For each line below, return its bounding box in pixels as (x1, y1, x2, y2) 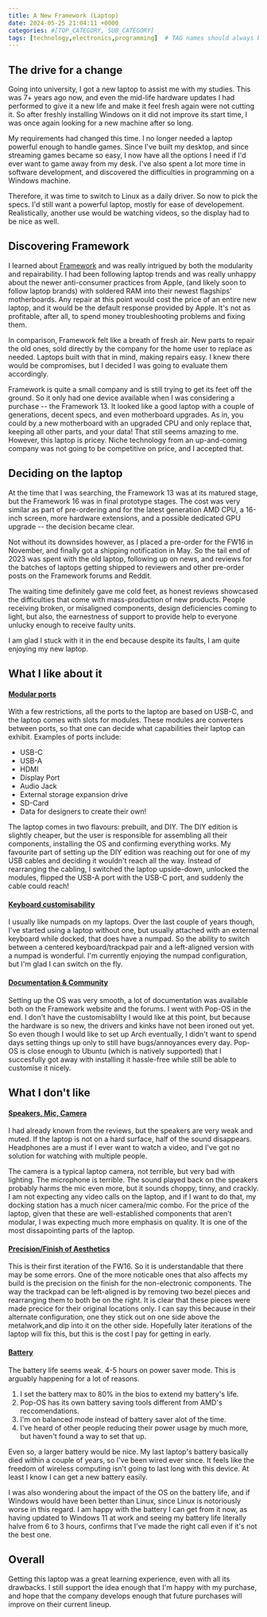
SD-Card (19, 799, 49, 808)
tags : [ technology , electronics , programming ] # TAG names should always (8, 33, 254, 42)
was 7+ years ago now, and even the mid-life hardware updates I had (8, 93, 235, 103)
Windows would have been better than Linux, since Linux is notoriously (8, 1496, 241, 1506)
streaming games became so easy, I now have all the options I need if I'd (8, 150, 246, 160)
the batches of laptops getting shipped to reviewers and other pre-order (8, 562, 245, 572)
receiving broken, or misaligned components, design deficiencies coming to (8, 603, 257, 612)
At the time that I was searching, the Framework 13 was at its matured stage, (8, 488, 258, 497)
